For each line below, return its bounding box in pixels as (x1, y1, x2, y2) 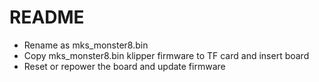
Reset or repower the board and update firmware (23, 60, 226, 72)
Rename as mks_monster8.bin (23, 39, 149, 51)
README (9, 6, 85, 29)
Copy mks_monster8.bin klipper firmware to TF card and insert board (23, 49, 310, 61)
